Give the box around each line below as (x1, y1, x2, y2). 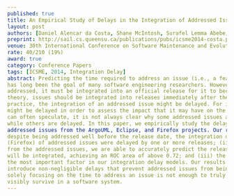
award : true (7, 56, 42, 63)
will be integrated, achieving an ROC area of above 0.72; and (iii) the (7, 152, 226, 160)
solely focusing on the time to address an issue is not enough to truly (7, 172, 226, 179)
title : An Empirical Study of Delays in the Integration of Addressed (7, 17, 217, 24)
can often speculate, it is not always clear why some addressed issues (7, 113, 223, 120)
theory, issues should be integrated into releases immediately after (7, 95, 217, 101)
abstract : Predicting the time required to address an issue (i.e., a (7, 74, 217, 82)
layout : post (7, 23, 45, 30)
